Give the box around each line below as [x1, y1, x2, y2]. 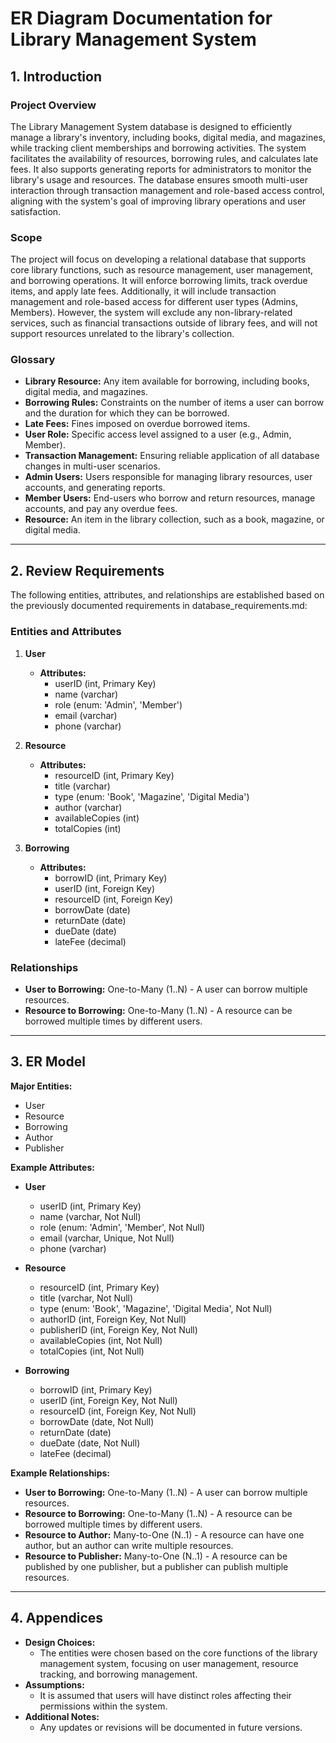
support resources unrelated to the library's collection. [10, 328, 235, 340]
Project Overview [10, 98, 97, 112]
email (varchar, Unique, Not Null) [39, 1232, 175, 1244]
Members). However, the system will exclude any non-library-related [10, 307, 293, 319]
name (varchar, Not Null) [39, 1210, 142, 1222]
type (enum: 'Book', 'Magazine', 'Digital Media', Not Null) [39, 1302, 273, 1314]
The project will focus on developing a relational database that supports [10, 253, 307, 266]
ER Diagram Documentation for [10, 7, 273, 30]
